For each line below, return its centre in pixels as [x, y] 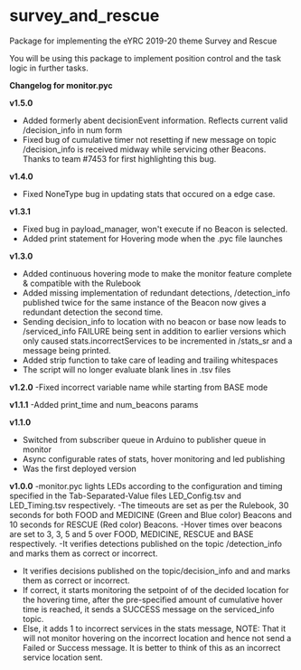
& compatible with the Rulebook [82, 283]
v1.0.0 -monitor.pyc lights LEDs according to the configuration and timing [146, 486]
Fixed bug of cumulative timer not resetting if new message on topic [150, 139]
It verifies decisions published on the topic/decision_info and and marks [156, 571]
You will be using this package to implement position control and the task [146, 58]
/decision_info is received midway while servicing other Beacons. [144, 149]
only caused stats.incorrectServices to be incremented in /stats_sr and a [157, 341]
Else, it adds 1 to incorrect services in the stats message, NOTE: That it [154, 628]
